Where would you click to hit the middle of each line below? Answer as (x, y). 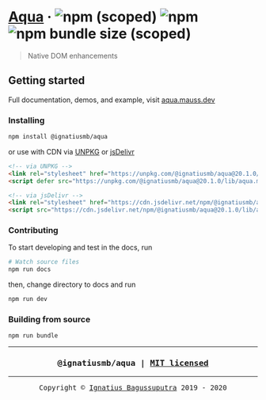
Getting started (47, 80)
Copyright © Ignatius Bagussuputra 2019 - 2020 (133, 387)
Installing (27, 120)
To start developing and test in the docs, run (80, 248)
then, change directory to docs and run (72, 284)
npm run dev (28, 299)
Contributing (33, 230)
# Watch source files (44, 262)
